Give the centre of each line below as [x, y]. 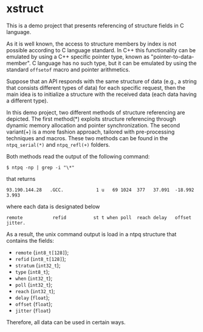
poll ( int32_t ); [34, 285]
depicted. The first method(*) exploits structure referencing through [91, 119]
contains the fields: [30, 240]
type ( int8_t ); [32, 271]
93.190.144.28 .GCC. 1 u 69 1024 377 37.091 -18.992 [100, 190]
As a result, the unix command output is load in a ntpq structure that [91, 234]
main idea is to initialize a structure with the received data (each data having [101, 94]
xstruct [25, 9]
